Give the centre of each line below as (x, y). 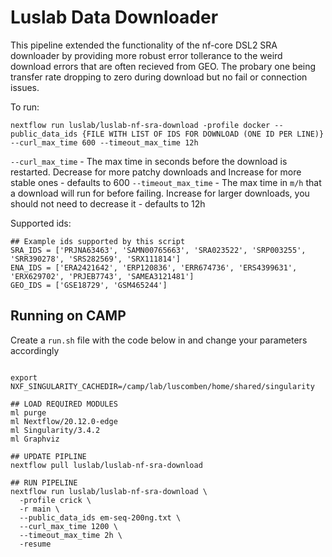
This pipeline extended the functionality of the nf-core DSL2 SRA (144, 45)
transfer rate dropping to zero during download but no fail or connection (159, 77)
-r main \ (39, 509)
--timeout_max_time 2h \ (71, 535)
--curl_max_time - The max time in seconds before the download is (149, 161)
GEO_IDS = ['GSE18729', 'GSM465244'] (89, 285)
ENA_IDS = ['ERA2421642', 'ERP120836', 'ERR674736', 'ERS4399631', (154, 267)
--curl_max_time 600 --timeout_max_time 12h (104, 142)
